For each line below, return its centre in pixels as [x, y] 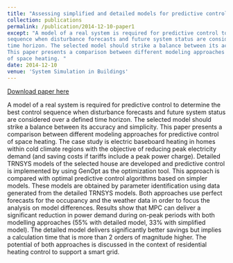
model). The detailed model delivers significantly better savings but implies [114, 230]
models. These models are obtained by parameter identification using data [114, 185]
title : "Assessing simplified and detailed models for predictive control [118, 13]
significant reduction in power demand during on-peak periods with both [111, 215]
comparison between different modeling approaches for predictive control [113, 134]
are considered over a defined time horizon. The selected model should [109, 119]
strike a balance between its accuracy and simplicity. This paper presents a [115, 127]
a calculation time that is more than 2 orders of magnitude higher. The [107, 237]
